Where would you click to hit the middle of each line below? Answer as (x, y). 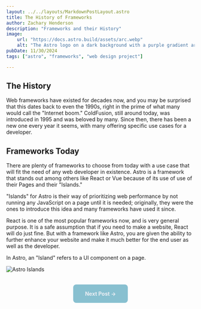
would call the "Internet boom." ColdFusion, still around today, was (88, 113)
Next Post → (100, 294)
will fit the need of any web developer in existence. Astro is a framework (95, 172)
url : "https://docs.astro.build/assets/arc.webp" (80, 40)
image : (14, 34)
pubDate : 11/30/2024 (32, 51)
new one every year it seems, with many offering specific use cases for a (96, 126)
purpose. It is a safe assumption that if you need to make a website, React (97, 227)
